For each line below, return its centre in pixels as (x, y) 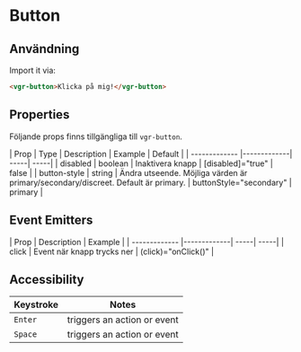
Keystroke (36, 304)
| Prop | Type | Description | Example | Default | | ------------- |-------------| (151, 154)
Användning (44, 49)
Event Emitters (51, 220)
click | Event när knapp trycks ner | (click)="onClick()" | (111, 251)
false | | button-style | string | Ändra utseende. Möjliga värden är (128, 172)
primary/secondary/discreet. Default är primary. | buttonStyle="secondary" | (150, 182)
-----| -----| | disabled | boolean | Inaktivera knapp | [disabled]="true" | (142, 163)
